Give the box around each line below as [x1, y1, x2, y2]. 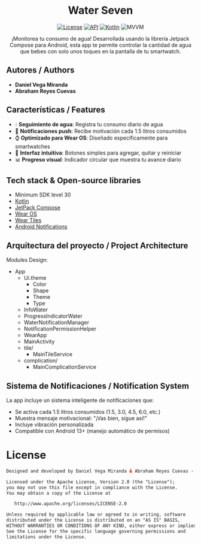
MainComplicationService [32, 364, 97, 371]
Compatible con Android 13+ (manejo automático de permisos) [14, 428, 170, 434]
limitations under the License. [6, 534, 87, 540]
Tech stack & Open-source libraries [6, 175, 141, 186]
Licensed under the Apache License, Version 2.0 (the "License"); [6, 479, 175, 485]
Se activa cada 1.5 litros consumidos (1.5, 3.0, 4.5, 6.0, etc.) [14, 408, 161, 415]
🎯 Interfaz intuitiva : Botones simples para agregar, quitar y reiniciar [14, 149, 182, 156]
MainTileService [32, 351, 73, 358]
